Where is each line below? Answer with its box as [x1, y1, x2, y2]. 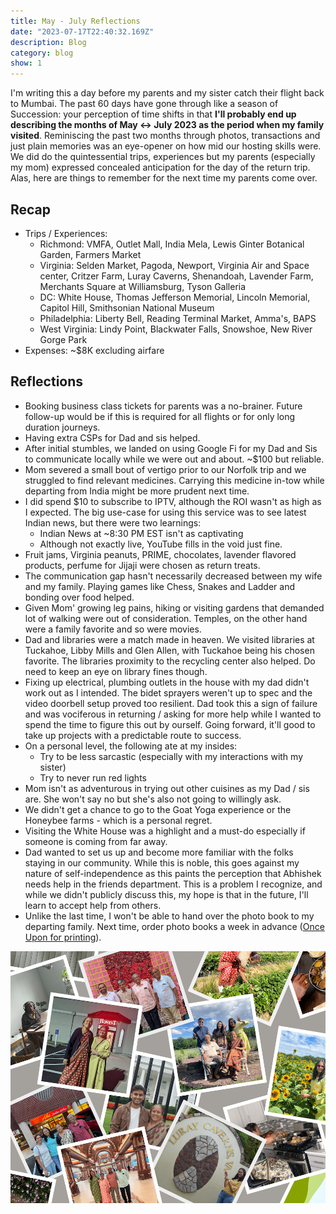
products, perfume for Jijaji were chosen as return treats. [24, 559, 261, 571]
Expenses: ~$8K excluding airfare [24, 344, 165, 356]
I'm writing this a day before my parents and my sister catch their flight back [10, 87, 325, 99]
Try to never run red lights [39, 771, 147, 784]
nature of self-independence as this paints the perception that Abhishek [24, 867, 322, 879]
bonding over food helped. [24, 591, 135, 603]
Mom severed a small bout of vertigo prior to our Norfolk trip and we [24, 463, 307, 475]
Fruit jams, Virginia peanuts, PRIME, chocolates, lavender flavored [24, 548, 297, 560]
